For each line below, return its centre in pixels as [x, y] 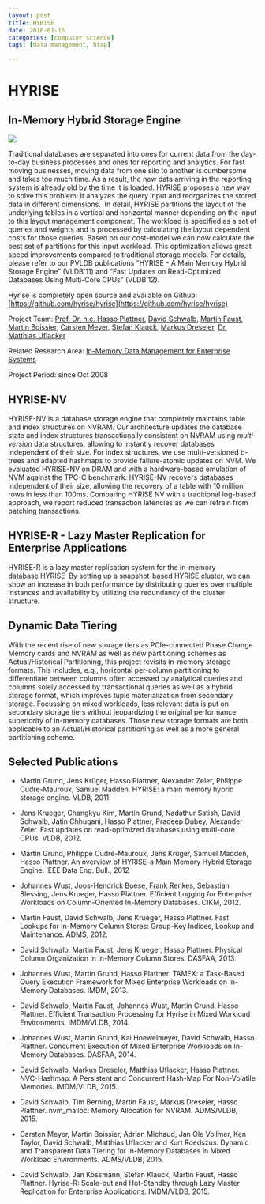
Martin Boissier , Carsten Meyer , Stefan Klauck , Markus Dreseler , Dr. [118, 327]
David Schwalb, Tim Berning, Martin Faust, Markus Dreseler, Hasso [129, 1102]
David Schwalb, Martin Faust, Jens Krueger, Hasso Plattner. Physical [131, 950]
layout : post [30, 15]
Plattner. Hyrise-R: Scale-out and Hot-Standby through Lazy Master [130, 1183]
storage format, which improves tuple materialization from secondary [121, 695]
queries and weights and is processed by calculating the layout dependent [129, 229]
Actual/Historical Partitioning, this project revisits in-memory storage [119, 662]
